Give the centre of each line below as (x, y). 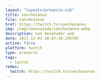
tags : (11, 57)
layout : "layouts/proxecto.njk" (40, 10)
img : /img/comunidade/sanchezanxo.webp (48, 29)
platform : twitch (24, 48)
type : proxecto (22, 52)
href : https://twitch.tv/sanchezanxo (46, 24)
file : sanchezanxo (25, 19)
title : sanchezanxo (26, 15)
